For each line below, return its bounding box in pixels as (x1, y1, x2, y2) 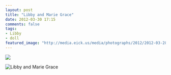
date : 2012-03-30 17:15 (5, 17, 56, 22)
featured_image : (5, 41, 40, 46)
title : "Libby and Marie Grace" (5, 12, 74, 17)
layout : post (5, 7, 33, 13)
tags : (5, 26, 17, 31)
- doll (5, 36, 19, 41)
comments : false (5, 21, 40, 27)
